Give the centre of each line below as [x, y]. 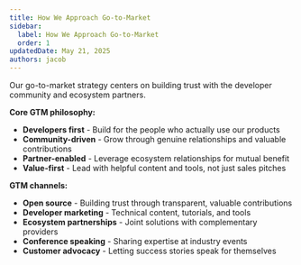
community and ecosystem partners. [78, 95]
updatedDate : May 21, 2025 [60, 51]
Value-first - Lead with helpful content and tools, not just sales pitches [154, 168]
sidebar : [26, 26]
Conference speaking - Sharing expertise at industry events [135, 241]
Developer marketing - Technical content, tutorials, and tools [137, 212]
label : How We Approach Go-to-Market [88, 34]
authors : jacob [38, 59]
